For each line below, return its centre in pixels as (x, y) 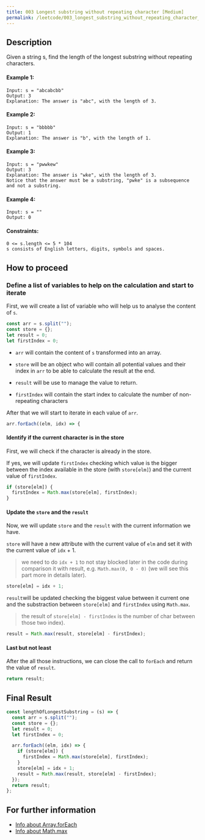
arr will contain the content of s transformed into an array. (88, 352)
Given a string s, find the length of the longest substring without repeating (99, 57)
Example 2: (21, 115)
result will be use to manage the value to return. (76, 382)
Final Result (29, 698)
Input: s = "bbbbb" (31, 127)
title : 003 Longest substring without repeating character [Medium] (95, 12)
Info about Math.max (41, 831)
